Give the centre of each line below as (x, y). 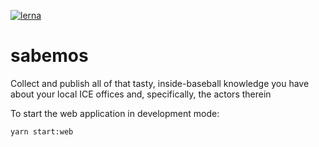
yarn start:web (42, 131)
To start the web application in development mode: (115, 113)
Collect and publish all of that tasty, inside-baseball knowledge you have (160, 83)
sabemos (49, 56)
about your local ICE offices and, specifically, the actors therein (141, 94)
